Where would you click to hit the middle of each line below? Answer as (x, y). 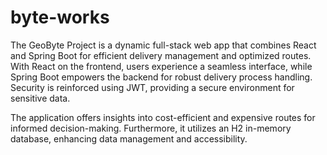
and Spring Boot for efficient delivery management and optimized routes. (161, 55)
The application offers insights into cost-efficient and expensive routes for (163, 117)
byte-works (60, 17)
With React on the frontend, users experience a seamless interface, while (161, 66)
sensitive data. (40, 98)
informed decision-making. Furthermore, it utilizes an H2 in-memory (151, 128)
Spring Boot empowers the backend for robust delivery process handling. (161, 77)
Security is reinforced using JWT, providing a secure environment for (152, 87)
